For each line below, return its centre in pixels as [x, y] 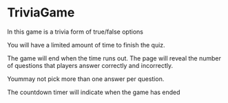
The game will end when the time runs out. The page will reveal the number [114, 58]
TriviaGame [41, 13]
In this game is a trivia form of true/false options [75, 32]
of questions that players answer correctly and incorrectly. [90, 65]
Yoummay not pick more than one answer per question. [86, 79]
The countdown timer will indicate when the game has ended [94, 92]
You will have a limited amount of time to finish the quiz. [86, 45]
